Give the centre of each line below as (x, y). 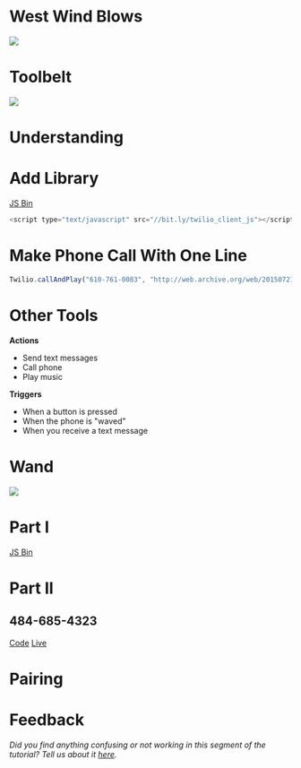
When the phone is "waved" (74, 421)
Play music (42, 376)
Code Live (28, 643)
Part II (31, 588)
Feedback (47, 720)
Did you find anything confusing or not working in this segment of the (138, 745)
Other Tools (54, 315)
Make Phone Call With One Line (129, 256)
